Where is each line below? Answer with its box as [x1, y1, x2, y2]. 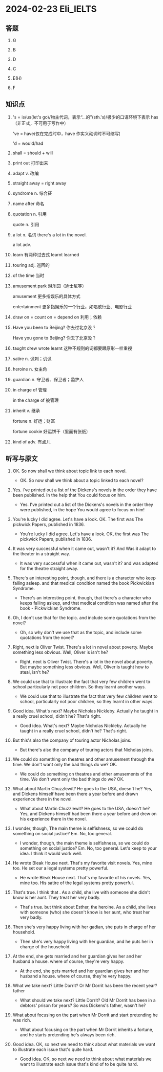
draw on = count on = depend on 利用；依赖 [12, 314, 102, 320]
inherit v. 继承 [12, 408, 41, 413]
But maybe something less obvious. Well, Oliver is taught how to [20, 664, 149, 670]
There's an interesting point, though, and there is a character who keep [12, 575, 156, 581]
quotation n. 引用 [12, 211, 47, 217]
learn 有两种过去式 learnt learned [12, 251, 80, 257]
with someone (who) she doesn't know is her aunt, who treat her [20, 909, 150, 915]
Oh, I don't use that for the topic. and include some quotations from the [12, 615, 156, 620]
